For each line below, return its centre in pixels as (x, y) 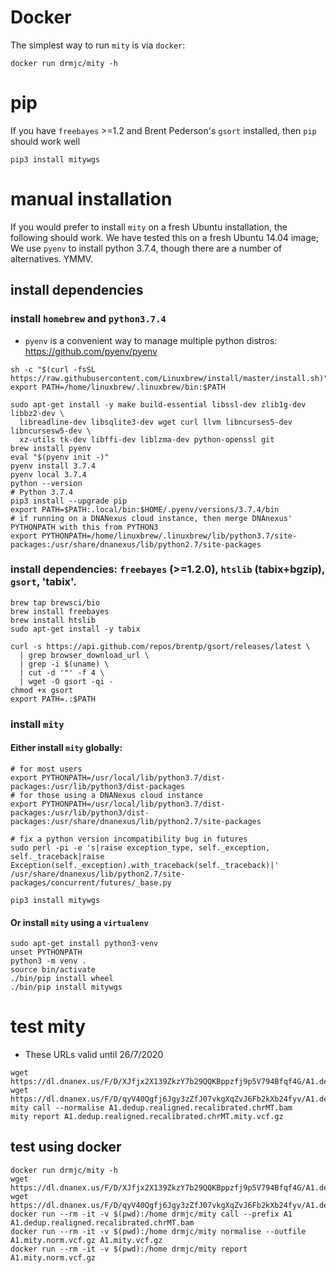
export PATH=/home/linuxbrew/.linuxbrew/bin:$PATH (118, 387)
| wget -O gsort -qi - (66, 681)
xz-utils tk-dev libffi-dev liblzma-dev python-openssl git (147, 439)
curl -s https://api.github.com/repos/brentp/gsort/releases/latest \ (160, 646)
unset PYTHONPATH (46, 952)
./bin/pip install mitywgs (66, 987)
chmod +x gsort (42, 690)
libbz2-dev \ (37, 413)
